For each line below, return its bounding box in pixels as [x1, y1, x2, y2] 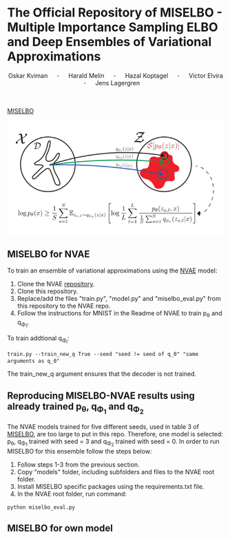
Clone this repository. [17, 287, 79, 295]
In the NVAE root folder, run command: [17, 489, 127, 498]
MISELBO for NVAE [7, 248, 90, 260]
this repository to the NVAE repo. [17, 302, 111, 310]
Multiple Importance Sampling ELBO [7, 19, 218, 35]
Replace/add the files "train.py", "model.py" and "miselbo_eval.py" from [17, 295, 222, 303]
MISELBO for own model [7, 522, 114, 534]
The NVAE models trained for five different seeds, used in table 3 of [7, 422, 200, 431]
